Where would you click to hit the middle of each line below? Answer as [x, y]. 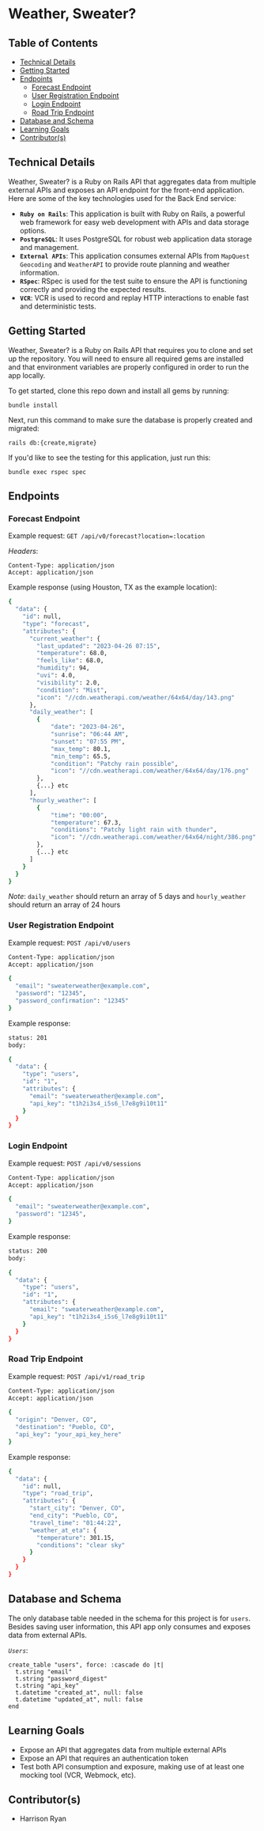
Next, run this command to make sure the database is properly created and [130, 419]
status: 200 [28, 1251]
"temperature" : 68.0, [72, 654]
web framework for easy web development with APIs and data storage [134, 222]
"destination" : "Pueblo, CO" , [65, 1427]
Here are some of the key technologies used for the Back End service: [123, 198]
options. [33, 230]
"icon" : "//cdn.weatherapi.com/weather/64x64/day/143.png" [136, 697]
